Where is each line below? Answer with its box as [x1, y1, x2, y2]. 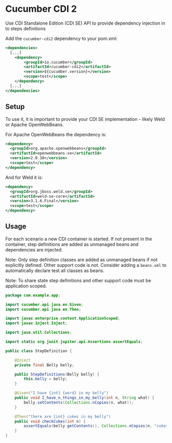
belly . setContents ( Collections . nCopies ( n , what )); [24, 400, 134, 405]
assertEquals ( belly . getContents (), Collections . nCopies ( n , [24, 424, 153, 429]
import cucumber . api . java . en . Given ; [5, 302, 83, 307]
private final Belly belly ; [14, 362, 74, 368]
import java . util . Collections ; [5, 330, 72, 335]
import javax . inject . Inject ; [5, 321, 68, 326]
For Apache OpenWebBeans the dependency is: [5, 131, 106, 137]
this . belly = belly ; [24, 376, 68, 382]
